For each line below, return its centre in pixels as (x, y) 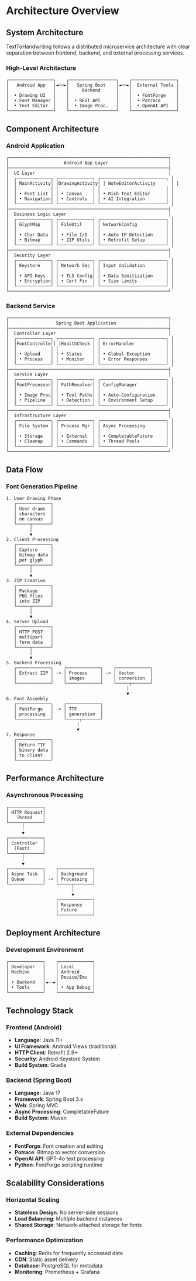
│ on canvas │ (34, 519)
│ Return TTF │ (34, 745)
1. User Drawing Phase (34, 498)
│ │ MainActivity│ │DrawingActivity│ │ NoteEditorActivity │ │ (93, 183)
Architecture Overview (63, 11)
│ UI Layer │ (89, 173)
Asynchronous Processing (45, 795)
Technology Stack (40, 1010)
